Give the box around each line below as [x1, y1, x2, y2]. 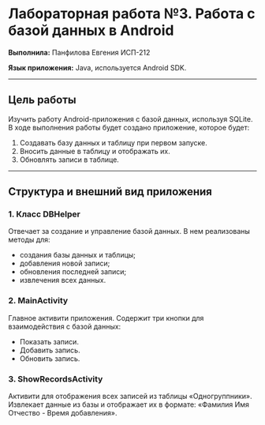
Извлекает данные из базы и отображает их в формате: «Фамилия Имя [8, 400, 250, 409]
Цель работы [8, 93, 77, 107]
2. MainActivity [8, 295, 69, 307]
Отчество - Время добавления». [8, 408, 118, 418]
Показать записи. [19, 337, 79, 346]
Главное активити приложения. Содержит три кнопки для [8, 313, 204, 322]
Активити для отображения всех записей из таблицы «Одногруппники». [8, 392, 252, 401]
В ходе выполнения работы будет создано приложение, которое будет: [8, 122, 250, 132]
